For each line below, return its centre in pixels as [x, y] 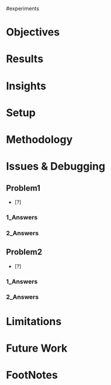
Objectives [33, 32]
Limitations [34, 321]
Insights [26, 86]
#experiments [23, 9]
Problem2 [24, 252]
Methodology [39, 139]
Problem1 [23, 188]
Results [25, 59]
